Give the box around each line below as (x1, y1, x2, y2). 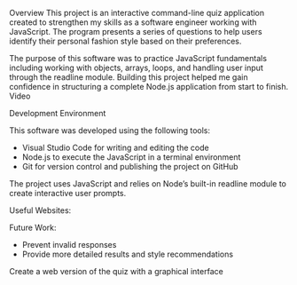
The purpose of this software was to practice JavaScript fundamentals (9, 53, 268, 63)
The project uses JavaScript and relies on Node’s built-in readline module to (9, 178, 286, 189)
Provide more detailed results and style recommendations (21, 249, 233, 259)
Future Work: (9, 222, 57, 233)
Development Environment (9, 108, 106, 118)
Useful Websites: (9, 205, 72, 216)
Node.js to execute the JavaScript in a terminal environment (21, 152, 241, 162)
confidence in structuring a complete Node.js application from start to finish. (9, 82, 289, 91)
